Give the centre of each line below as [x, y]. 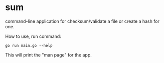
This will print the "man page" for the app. [48, 55]
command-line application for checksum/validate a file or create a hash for [82, 21]
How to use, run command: [33, 36]
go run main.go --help [29, 45]
